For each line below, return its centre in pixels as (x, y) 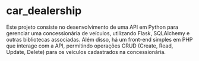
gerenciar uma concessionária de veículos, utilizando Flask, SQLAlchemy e (98, 33)
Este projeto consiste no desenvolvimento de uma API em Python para (92, 27)
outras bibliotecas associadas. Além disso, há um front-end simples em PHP (99, 39)
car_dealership (44, 11)
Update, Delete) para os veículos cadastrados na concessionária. (86, 52)
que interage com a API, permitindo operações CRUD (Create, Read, (90, 46)
